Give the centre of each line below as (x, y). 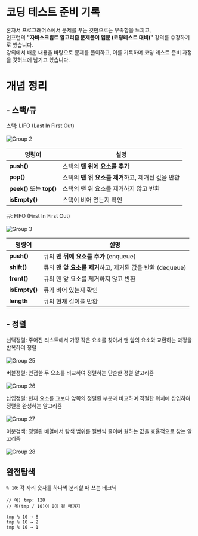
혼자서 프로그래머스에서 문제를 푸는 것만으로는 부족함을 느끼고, (79, 30)
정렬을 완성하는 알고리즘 (34, 406)
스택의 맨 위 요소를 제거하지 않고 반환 (111, 188)
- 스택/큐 (21, 110)
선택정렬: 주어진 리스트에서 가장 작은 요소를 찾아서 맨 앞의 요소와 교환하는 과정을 (99, 340)
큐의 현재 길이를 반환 (71, 301)
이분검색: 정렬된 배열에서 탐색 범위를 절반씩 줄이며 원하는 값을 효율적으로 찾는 (96, 431)
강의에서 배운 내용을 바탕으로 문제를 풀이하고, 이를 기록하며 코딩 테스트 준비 (94, 52)
